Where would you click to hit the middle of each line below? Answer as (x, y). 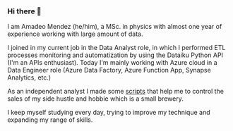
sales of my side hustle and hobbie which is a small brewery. (95, 99)
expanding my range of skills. (50, 120)
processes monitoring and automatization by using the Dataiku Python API (115, 55)
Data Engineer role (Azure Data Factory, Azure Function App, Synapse (109, 70)
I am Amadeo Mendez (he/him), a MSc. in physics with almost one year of (115, 27)
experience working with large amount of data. (75, 34)
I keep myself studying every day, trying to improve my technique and (109, 113)
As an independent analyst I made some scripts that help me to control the (116, 92)
